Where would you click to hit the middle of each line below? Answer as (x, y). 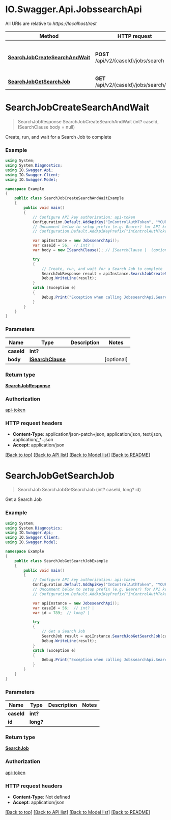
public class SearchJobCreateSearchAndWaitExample (69, 198)
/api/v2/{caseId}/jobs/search (130, 61)
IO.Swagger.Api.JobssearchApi (74, 9)
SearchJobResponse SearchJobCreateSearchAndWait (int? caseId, (88, 121)
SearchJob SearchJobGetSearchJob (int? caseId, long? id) (79, 490)
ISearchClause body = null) (46, 127)
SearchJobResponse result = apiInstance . (86, 274)
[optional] (116, 359)
